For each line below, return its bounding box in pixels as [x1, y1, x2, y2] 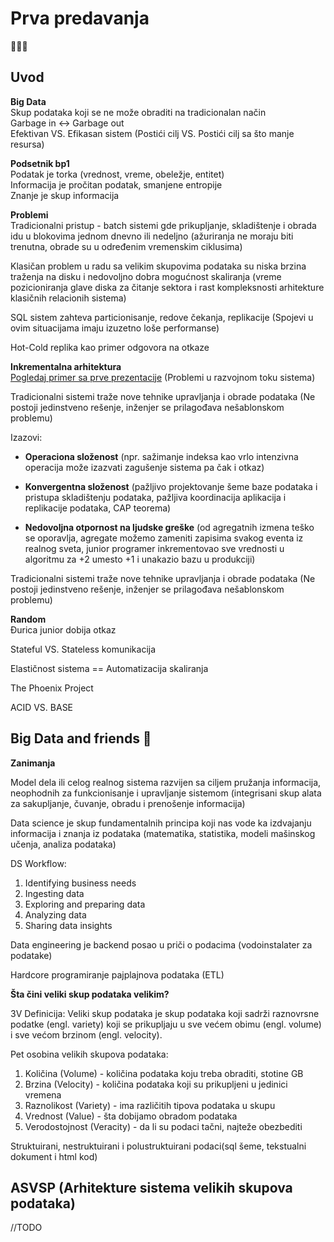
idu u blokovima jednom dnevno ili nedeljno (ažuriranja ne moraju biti [10, 230, 294, 242]
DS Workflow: [10, 857, 67, 869]
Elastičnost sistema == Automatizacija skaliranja [10, 662, 209, 674]
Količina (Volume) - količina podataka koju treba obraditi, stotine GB [24, 1067, 304, 1079]
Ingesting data [24, 887, 85, 899]
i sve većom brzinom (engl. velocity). [10, 1028, 163, 1041]
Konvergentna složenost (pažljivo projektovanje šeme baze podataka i [24, 480, 318, 492]
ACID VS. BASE [10, 701, 74, 713]
